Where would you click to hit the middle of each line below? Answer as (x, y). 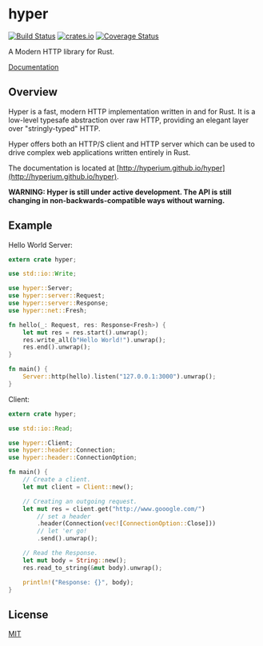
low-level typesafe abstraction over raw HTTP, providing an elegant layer (129, 120)
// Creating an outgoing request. (80, 501)
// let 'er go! (62, 531)
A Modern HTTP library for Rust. (61, 51)
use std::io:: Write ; (43, 274)
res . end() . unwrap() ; (57, 347)
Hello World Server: (41, 245)
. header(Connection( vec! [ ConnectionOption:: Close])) (127, 524)
